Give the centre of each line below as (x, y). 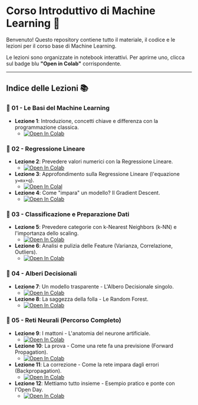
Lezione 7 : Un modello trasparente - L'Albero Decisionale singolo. (94, 286)
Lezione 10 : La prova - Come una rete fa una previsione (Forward (94, 346)
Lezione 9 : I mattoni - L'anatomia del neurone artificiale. (82, 333)
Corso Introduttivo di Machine (81, 11)
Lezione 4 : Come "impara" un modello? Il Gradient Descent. (87, 192)
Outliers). (26, 252)
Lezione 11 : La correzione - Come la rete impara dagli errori (87, 364)
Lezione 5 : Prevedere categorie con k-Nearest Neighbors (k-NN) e (95, 227)
